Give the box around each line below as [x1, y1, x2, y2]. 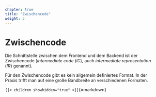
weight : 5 [5, 16, 25, 21]
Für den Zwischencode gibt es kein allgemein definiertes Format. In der [5, 72, 147, 78]
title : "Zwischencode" [5, 12, 51, 16]
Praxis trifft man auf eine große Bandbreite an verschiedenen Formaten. [5, 78, 148, 83]
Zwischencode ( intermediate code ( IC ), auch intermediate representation [5, 58, 151, 64]
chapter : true [5, 7, 34, 12]
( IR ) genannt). [5, 63, 33, 69]
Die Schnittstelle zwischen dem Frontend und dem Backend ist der [5, 53, 138, 58]
